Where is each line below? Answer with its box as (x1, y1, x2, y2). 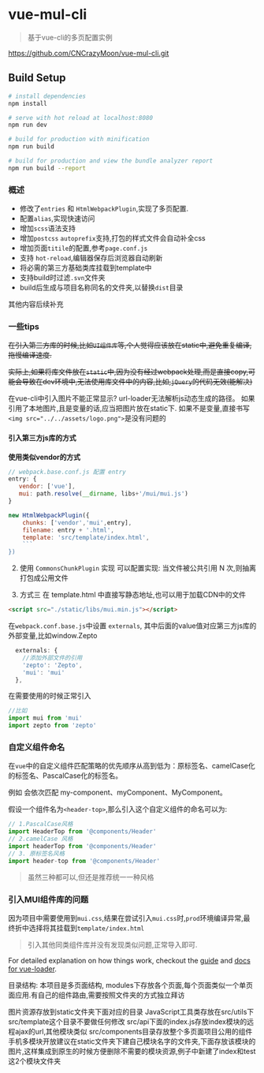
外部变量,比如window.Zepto (8, 631, 98, 641)
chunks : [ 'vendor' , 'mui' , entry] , (22, 518, 132, 526)
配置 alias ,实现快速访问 (19, 214, 95, 223)
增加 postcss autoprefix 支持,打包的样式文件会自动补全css (19, 234, 206, 243)
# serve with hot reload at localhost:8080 (8, 114, 154, 122)
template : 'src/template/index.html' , (22, 533, 150, 541)
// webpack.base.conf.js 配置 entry (8, 468, 126, 476)
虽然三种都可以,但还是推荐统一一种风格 (27, 872, 154, 881)
